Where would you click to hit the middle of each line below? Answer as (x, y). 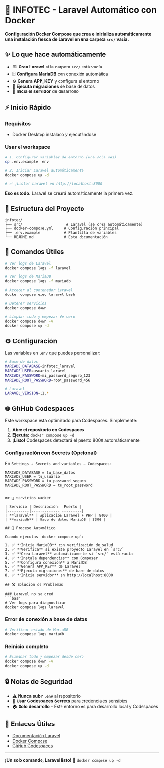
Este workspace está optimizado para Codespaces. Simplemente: (71, 421)
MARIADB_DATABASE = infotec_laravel (40, 366)
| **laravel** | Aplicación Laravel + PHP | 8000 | (59, 516)
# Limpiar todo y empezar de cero (40, 317)
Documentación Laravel (36, 735)
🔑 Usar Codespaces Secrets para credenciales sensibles (70, 701)
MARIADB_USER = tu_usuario (32, 477)
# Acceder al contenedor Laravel (39, 290)
